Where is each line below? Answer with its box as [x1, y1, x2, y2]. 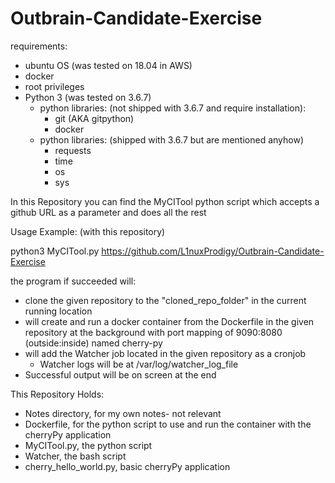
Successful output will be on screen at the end [24, 368, 217, 381]
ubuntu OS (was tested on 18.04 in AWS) [24, 59, 193, 71]
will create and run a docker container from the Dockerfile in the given [24, 315, 315, 327]
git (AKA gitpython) [54, 112, 135, 124]
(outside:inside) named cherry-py [24, 337, 163, 349]
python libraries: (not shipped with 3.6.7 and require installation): [39, 102, 307, 114]
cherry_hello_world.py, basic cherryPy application [24, 460, 231, 472]
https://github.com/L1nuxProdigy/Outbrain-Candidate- [101, 245, 325, 257]
